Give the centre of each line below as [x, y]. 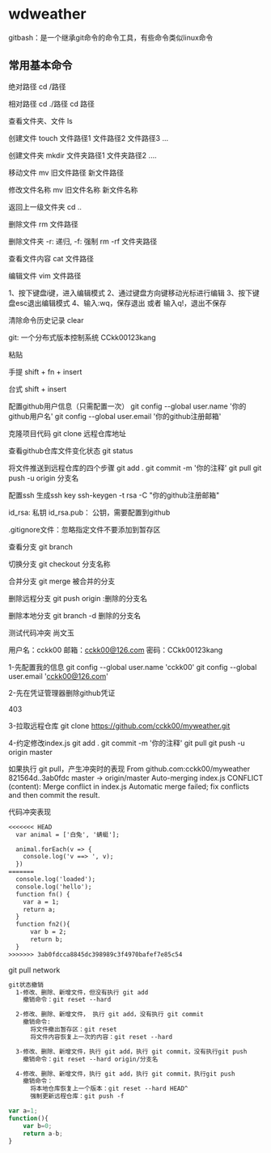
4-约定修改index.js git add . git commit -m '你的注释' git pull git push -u [127, 743]
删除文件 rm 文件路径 [43, 224]
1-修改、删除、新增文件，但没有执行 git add [82, 992]
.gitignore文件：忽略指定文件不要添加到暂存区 [85, 529]
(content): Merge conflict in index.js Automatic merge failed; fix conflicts [129, 786]
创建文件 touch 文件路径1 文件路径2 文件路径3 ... [89, 138]
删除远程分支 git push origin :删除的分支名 [78, 598]
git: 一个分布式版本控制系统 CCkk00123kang [82, 337]
